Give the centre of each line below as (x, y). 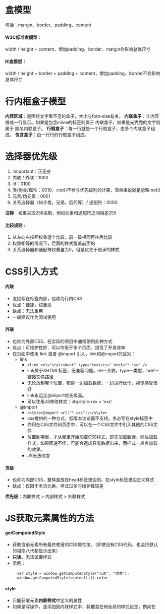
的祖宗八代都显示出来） (36, 550)
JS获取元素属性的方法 (50, 518)
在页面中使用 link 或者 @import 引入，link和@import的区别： (74, 354)
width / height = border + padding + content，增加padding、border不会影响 (83, 73)
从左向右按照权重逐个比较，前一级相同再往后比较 (62, 237)
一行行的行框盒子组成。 (65, 135)
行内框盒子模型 (36, 102)
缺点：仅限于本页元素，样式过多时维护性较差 (58, 486)
